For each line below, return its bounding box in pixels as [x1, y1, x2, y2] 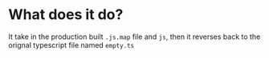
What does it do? [8, 6, 124, 24]
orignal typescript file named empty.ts [8, 40, 135, 49]
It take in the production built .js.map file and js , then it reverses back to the [8, 32, 261, 41]
